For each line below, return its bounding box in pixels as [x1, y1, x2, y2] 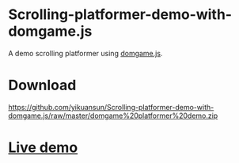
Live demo [8, 138, 78, 157]
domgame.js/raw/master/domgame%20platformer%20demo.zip [8, 111, 218, 120]
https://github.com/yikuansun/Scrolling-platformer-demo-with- [8, 102, 214, 112]
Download [8, 77, 77, 94]
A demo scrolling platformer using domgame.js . [8, 48, 163, 58]
